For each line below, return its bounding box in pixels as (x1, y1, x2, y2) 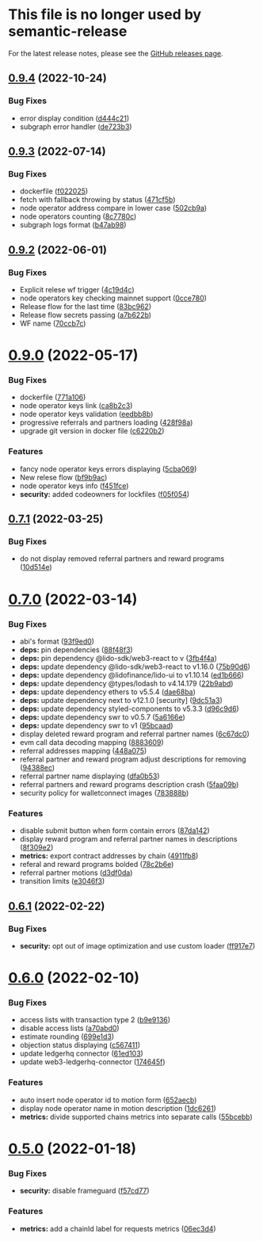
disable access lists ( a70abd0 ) (19, 1024, 120, 1033)
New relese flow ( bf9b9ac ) (19, 472, 108, 482)
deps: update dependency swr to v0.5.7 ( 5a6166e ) (19, 712, 186, 722)
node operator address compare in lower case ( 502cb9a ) (19, 204, 208, 213)
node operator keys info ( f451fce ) (19, 481, 129, 491)
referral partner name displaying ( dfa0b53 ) (19, 771, 160, 781)
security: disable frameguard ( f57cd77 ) (19, 1186, 150, 1196)
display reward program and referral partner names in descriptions (19, 834, 238, 844)
